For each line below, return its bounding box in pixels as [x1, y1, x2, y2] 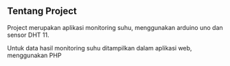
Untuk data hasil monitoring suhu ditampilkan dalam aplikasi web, [7, 44, 192, 52]
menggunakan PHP [7, 51, 62, 59]
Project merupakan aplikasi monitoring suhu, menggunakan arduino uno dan [7, 23, 223, 31]
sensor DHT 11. [7, 31, 49, 39]
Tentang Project [7, 5, 78, 17]
